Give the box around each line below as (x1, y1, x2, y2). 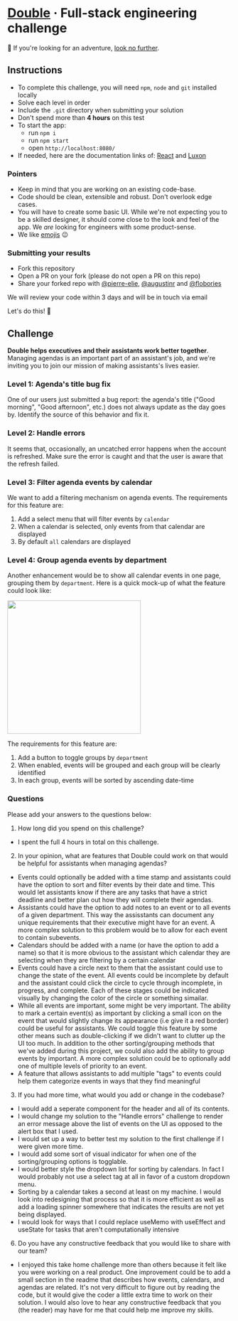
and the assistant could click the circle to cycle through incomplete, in (17, 978, 222, 987)
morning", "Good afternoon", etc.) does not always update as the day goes (7, 403, 226, 412)
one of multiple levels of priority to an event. (17, 1061, 148, 1070)
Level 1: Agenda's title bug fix (7, 379, 112, 389)
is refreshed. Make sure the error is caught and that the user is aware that (7, 451, 224, 460)
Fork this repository (17, 264, 75, 273)
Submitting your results (7, 247, 91, 257)
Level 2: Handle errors (7, 428, 85, 438)
